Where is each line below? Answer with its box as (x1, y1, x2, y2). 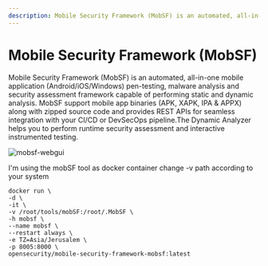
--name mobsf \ (8, 221, 59, 230)
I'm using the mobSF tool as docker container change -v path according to (8, 163, 254, 173)
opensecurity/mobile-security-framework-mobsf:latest (8, 249, 191, 258)
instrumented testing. (8, 132, 78, 141)
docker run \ (8, 187, 52, 195)
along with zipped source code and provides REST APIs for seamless (8, 106, 235, 116)
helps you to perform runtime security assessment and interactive (8, 123, 225, 133)
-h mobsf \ (8, 215, 45, 223)
